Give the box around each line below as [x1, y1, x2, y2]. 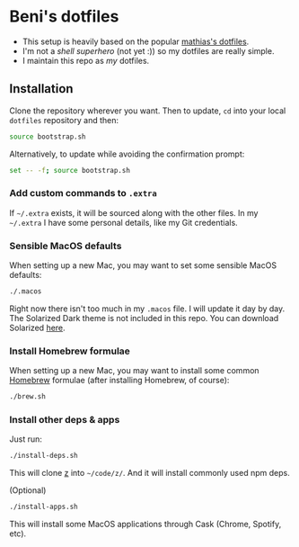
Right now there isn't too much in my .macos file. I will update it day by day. [9, 303, 286, 314]
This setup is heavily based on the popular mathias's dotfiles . [22, 36, 250, 47]
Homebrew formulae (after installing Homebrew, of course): [9, 375, 230, 386]
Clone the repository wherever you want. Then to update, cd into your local [9, 105, 286, 116]
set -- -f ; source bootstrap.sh [9, 166, 130, 175]
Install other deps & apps [9, 414, 120, 426]
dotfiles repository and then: [9, 114, 119, 125]
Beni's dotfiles [9, 6, 119, 27]
